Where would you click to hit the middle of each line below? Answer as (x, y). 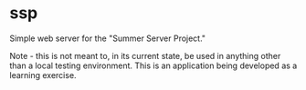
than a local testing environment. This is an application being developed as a (153, 65)
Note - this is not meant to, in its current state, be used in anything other (145, 55)
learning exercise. (43, 75)
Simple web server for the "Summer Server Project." (108, 38)
